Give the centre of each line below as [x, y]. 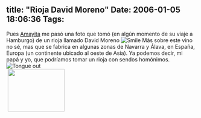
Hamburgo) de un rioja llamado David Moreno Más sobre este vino [100, 40]
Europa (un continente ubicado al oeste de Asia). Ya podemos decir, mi [94, 53]
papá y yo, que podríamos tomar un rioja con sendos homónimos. [88, 59]
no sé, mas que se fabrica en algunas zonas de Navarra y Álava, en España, [101, 46]
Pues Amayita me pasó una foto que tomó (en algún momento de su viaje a [100, 34]
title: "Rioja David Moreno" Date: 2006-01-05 [94, 10]
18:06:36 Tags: [35, 20]
